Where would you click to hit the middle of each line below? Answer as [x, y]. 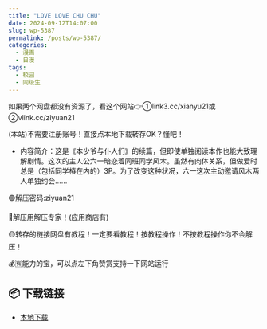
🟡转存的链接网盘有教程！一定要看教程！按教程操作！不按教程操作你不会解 [130, 234]
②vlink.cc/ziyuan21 [41, 117]
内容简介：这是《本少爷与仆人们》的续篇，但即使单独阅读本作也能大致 [135, 151]
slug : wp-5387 [32, 30]
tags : [17, 68]
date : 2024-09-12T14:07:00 [53, 23]
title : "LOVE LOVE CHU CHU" [55, 16]
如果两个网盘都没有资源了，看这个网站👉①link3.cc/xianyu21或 [112, 106]
